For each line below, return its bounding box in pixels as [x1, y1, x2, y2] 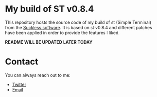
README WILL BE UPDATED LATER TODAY [5, 39, 93, 45]
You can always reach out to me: [5, 72, 70, 78]
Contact [5, 56, 38, 67]
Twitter [12, 81, 27, 87]
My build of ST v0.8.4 [5, 3, 94, 15]
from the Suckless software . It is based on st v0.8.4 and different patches [5, 24, 152, 30]
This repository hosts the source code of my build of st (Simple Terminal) [5, 19, 152, 25]
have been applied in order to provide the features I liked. [5, 30, 120, 35]
